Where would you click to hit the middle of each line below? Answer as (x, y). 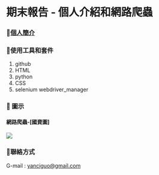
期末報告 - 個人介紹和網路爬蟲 (79, 12)
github (23, 64)
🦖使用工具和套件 (30, 51)
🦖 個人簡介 (21, 33)
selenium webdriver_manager (52, 90)
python (24, 77)
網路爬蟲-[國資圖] (28, 122)
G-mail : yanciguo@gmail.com (43, 165)
